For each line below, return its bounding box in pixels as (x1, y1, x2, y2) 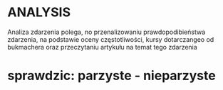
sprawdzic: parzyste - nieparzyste (7, 68, 216, 84)
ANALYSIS (7, 4, 71, 21)
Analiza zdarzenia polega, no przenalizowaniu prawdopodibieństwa (7, 28, 206, 36)
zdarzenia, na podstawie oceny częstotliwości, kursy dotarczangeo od (7, 35, 214, 43)
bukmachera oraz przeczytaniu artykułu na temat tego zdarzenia (7, 43, 197, 51)
